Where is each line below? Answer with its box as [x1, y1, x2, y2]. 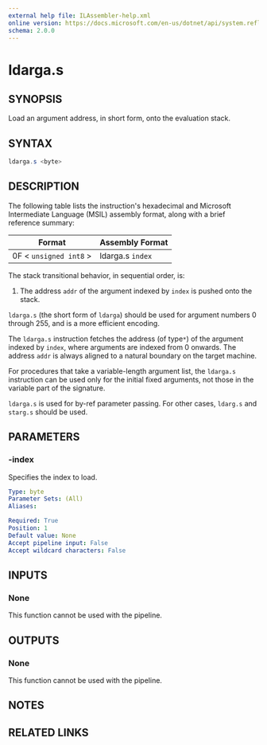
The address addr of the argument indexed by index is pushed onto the [19, 286, 253, 296]
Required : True [8, 517, 59, 525]
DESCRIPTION [8, 180, 79, 194]
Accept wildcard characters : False [8, 547, 126, 555]
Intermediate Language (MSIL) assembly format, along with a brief [8, 209, 226, 219]
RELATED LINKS [8, 726, 89, 739]
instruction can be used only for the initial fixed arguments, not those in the [8, 374, 254, 384]
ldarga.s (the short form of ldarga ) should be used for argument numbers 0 [8, 310, 257, 320]
